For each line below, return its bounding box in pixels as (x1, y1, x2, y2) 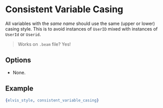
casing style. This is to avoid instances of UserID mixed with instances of (5, 25, 158, 32)
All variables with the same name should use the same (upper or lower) (5, 20, 155, 26)
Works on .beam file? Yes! (17, 41, 71, 47)
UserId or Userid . (5, 31, 41, 37)
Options (5, 56, 32, 65)
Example (5, 84, 34, 93)
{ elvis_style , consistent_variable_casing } (5, 98, 99, 103)
